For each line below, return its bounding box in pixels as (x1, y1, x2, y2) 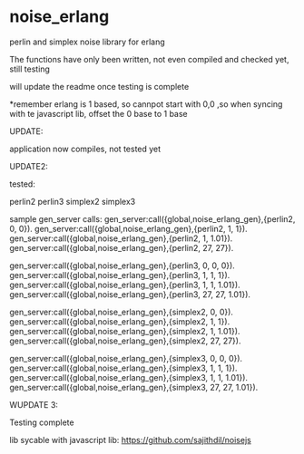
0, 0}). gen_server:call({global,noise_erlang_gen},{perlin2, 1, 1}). (9, 223, 248, 234)
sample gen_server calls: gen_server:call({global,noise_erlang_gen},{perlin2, (9, 213, 296, 224)
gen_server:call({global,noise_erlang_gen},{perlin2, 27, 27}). (9, 242, 234, 253)
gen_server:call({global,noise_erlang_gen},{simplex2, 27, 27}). (9, 335, 241, 346)
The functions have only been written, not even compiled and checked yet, (9, 53, 289, 64)
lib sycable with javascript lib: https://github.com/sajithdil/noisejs (9, 434, 251, 445)
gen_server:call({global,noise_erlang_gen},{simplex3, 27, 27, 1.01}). (9, 382, 259, 392)
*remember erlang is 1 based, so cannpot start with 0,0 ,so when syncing (9, 98, 283, 110)
